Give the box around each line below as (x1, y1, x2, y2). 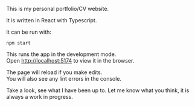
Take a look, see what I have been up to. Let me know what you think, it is (6, 87, 190, 94)
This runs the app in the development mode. (6, 51, 117, 58)
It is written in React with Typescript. (6, 17, 97, 23)
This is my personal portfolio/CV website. (6, 5, 109, 12)
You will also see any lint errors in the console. (6, 75, 122, 82)
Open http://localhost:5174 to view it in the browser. (6, 57, 135, 64)
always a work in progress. (6, 93, 74, 100)
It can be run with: (6, 28, 51, 36)
